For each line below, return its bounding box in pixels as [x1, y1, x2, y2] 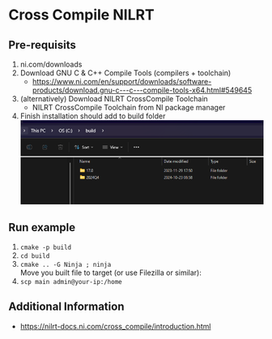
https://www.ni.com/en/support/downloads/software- [32, 77, 212, 86]
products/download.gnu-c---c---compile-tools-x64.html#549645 [32, 85, 253, 95]
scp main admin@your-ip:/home [19, 278, 123, 286]
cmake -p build [19, 243, 72, 252]
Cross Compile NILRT [8, 6, 155, 24]
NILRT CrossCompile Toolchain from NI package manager [32, 103, 226, 112]
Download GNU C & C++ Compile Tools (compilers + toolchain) [19, 68, 232, 78]
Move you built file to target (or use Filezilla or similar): [19, 268, 202, 277]
